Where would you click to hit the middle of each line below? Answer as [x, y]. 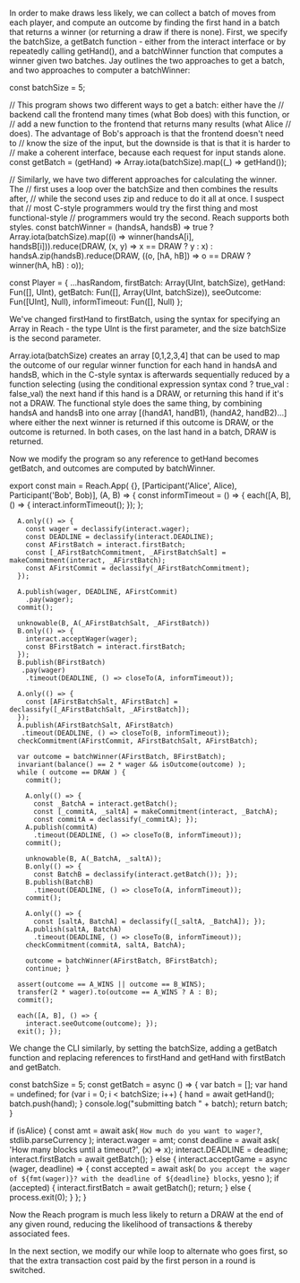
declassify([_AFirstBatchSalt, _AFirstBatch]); [100, 710]
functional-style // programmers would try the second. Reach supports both [149, 218]
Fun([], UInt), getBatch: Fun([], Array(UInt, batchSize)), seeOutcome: [135, 292]
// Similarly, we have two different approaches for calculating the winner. [143, 179]
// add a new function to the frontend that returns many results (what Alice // [150, 124]
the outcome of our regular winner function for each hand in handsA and [143, 365]
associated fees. [39, 1234]
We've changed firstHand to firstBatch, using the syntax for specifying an [145, 319]
